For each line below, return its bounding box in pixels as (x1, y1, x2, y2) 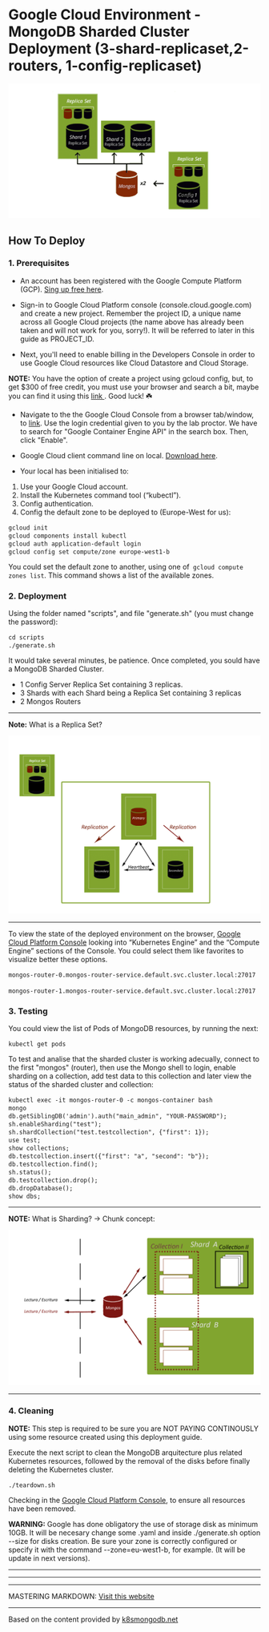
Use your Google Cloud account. (19, 482, 128, 491)
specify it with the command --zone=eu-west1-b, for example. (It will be (8, 1545, 246, 1554)
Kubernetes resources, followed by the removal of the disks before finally (8, 1456, 251, 1465)
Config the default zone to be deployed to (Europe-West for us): (19, 507, 231, 517)
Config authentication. (19, 498, 94, 508)
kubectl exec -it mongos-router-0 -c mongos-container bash (8, 1096, 214, 1105)
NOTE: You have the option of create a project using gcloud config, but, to (8, 373, 254, 383)
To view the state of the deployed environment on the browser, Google (8, 929, 242, 939)
